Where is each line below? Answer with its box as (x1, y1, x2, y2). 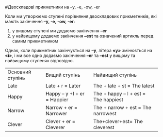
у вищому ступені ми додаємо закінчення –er (12, 28, 107, 33)
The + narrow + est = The (93, 104, 152, 110)
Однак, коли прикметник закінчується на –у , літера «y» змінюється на (5, 48, 153, 53)
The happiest (93, 96, 124, 103)
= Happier (45, 96, 69, 103)
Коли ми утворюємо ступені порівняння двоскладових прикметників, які (5, 14, 157, 19)
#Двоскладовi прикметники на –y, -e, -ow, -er (5, 4, 100, 10)
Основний (7, 68, 32, 75)
